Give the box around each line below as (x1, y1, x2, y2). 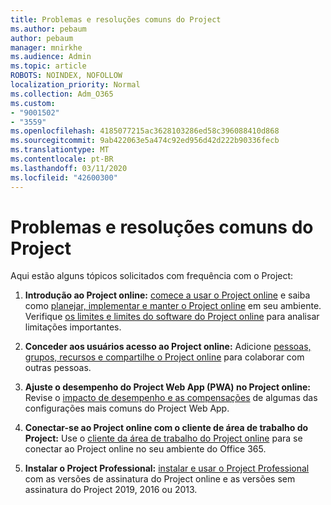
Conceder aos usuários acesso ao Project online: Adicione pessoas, (24, 341, 312, 353)
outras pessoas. (24, 362, 92, 374)
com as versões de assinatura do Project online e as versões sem (24, 473, 296, 485)
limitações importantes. (24, 321, 122, 333)
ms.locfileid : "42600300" (10, 172, 118, 183)
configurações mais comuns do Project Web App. (24, 402, 230, 415)
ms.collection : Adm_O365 (10, 89, 114, 99)
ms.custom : (10, 98, 56, 108)
